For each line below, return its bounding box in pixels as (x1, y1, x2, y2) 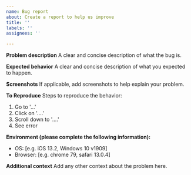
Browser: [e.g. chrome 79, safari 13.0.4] (14, 151, 110, 159)
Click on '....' (14, 110, 45, 117)
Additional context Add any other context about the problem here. (6, 163, 167, 170)
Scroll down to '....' (14, 116, 60, 123)
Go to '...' (14, 103, 36, 110)
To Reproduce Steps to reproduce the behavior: (6, 92, 122, 99)
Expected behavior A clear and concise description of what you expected (6, 63, 186, 70)
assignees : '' (6, 31, 41, 36)
